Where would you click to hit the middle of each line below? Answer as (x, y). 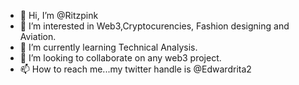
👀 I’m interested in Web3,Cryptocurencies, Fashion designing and (154, 26)
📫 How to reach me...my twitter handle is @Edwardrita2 (135, 69)
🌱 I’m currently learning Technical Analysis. (108, 47)
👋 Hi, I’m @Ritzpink (59, 15)
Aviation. (38, 36)
